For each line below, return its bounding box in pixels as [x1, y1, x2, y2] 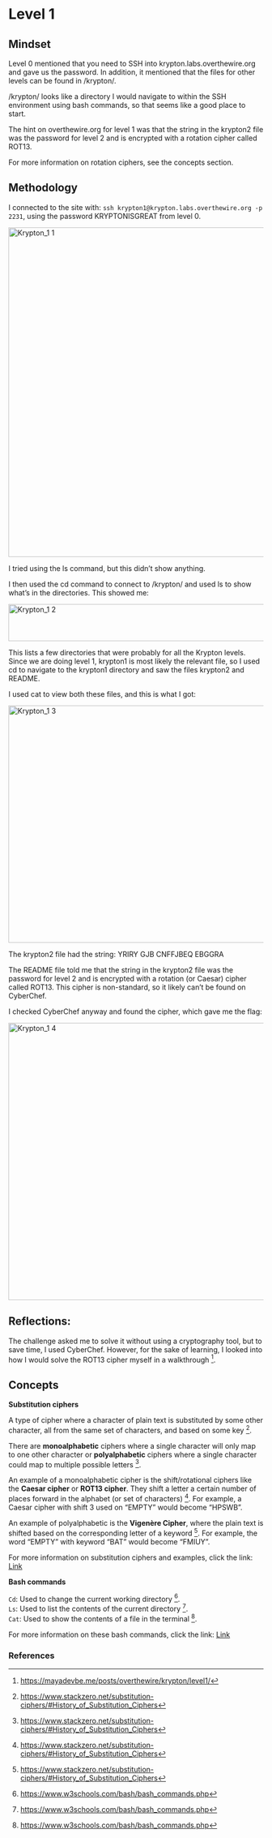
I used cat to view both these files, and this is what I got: [8, 689, 196, 698]
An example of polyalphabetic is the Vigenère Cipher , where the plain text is [8, 1518, 264, 1528]
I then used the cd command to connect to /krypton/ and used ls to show [8, 579, 252, 589]
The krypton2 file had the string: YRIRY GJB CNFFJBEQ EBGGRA [8, 949, 224, 959]
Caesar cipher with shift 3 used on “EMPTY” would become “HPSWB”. [8, 1502, 243, 1513]
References [8, 1650, 55, 1661]
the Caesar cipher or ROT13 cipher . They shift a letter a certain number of [8, 1484, 257, 1493]
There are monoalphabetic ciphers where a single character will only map [8, 1441, 257, 1450]
